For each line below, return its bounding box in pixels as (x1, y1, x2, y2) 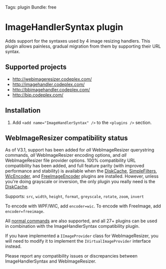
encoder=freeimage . (5, 208, 45, 214)
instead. (5, 243, 22, 250)
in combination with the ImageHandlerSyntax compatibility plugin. (5, 223, 140, 229)
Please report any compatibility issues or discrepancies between (5, 253, 138, 259)
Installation (5, 106, 41, 115)
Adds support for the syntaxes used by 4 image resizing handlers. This (5, 38, 151, 44)
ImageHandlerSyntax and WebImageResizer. (5, 258, 96, 265)
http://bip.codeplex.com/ (12, 92, 64, 98)
